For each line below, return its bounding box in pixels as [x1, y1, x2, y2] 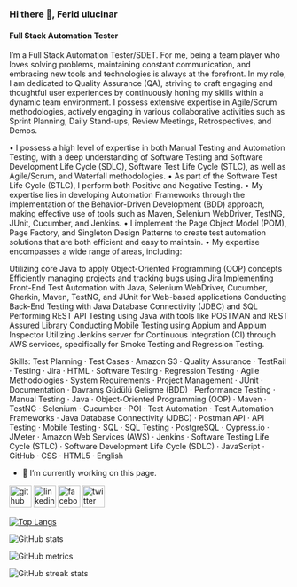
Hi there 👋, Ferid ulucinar [9, 8, 118, 20]
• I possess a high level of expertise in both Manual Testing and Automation [9, 142, 285, 154]
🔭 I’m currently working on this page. [21, 468, 157, 479]
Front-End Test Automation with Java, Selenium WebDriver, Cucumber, [9, 282, 268, 293]
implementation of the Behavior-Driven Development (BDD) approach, [9, 199, 265, 210]
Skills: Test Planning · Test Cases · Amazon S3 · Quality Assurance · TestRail [9, 356, 286, 367]
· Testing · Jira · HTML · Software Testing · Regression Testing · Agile [9, 366, 260, 377]
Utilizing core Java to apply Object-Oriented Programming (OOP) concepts [9, 264, 283, 274]
